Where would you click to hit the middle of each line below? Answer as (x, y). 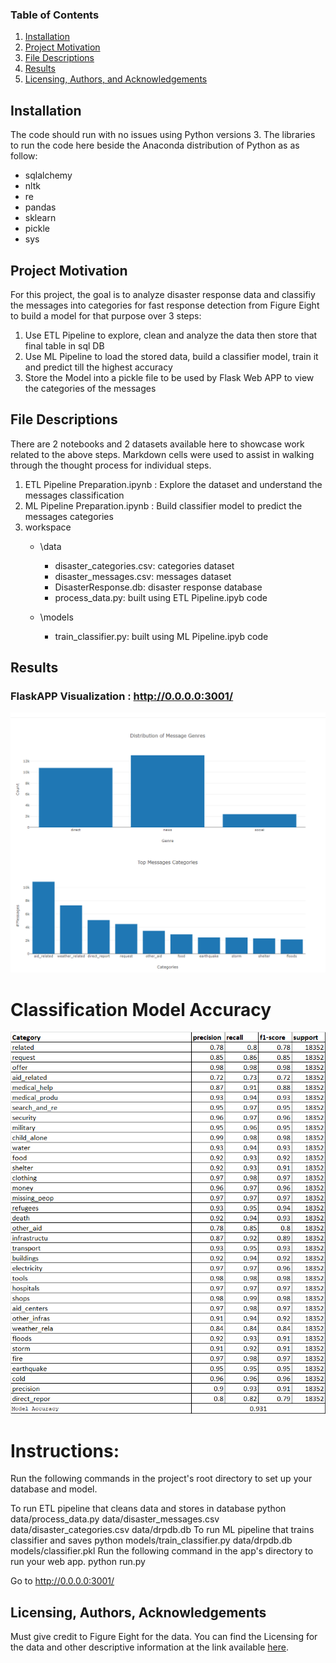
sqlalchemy (48, 175)
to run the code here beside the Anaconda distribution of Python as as (155, 145)
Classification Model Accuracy (141, 1009)
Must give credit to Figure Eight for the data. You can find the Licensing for (164, 1637)
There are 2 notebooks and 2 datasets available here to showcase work (157, 444)
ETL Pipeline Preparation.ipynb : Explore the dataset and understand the (173, 484)
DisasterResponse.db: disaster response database (158, 587)
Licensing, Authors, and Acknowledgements (116, 79)
